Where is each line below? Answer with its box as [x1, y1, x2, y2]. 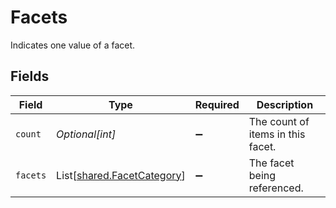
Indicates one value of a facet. [10, 39, 136, 51]
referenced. [248, 181, 304, 195]
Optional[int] [56, 127, 117, 141]
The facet [248, 156, 295, 170]
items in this [248, 127, 306, 141]
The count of [248, 114, 310, 128]
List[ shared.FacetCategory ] [56, 168, 186, 182]
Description [256, 97, 314, 111]
